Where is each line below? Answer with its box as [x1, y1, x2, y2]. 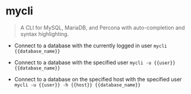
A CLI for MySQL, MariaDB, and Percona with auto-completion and [20, 24, 185, 31]
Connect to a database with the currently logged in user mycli [14, 42, 167, 49]
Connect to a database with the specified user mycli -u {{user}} [14, 59, 176, 66]
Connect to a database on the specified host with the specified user [14, 75, 182, 83]
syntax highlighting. [20, 30, 69, 37]
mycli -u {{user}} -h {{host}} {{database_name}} [14, 82, 141, 88]
